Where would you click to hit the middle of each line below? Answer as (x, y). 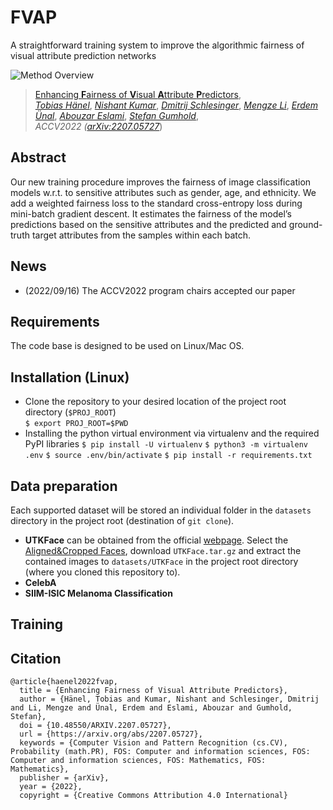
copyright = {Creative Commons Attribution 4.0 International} (153, 796)
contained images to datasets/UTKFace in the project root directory (161, 561)
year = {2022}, (51, 787)
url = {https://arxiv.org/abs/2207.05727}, (111, 734)
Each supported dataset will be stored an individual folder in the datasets (161, 510)
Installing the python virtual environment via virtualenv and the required (172, 433)
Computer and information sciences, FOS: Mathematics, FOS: (138, 761)
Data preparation (64, 486)
